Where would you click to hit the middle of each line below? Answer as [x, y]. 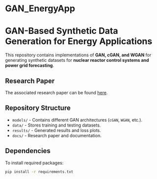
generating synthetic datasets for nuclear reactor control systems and [77, 60]
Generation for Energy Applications [79, 41]
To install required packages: [34, 163]
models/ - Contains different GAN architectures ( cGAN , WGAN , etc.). [77, 120]
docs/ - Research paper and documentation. [57, 135]
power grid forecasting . [30, 65]
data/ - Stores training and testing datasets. [56, 125]
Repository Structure [38, 108]
